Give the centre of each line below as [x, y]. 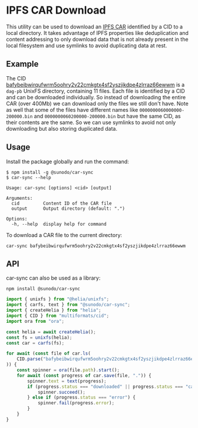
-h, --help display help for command [59, 224]
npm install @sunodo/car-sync [43, 289]
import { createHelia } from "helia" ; [54, 310]
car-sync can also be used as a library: [53, 278]
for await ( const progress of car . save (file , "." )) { [84, 375]
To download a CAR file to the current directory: [64, 235]
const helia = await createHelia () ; [51, 332]
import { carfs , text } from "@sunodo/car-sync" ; [68, 305]
